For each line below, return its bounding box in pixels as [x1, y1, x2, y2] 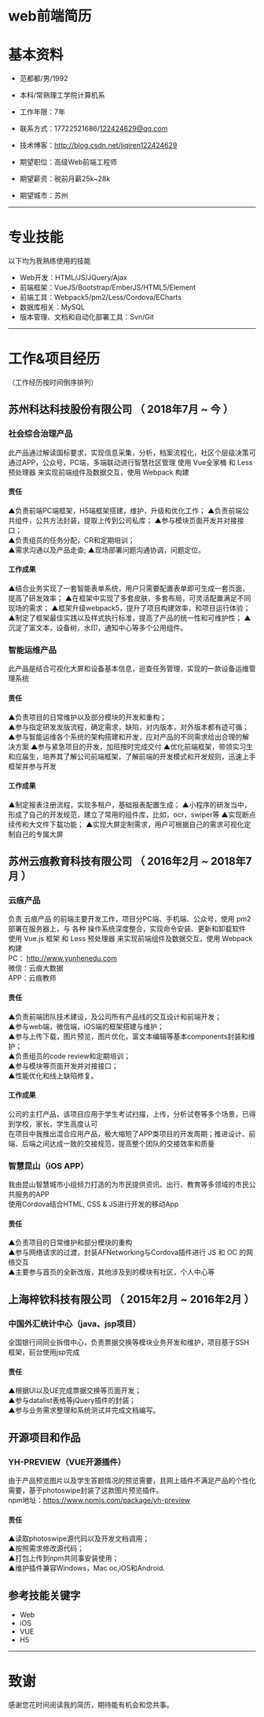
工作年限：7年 [19, 107, 65, 116]
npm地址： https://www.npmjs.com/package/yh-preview [8, 1495, 191, 1505]
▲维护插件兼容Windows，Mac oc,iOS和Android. [8, 1564, 166, 1573]
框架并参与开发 [8, 761, 57, 771]
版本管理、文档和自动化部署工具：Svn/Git [19, 312, 155, 322]
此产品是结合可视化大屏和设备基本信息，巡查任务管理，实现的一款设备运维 [8, 664, 249, 674]
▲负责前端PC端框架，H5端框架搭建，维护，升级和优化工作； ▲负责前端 [8, 505, 243, 515]
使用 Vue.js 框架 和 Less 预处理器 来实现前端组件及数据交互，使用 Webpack [8, 934, 253, 943]
